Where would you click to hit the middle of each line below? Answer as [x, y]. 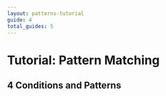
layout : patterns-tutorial [46, 13]
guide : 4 [20, 20]
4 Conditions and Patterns [64, 85]
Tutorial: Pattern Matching [83, 60]
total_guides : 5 [30, 26]
